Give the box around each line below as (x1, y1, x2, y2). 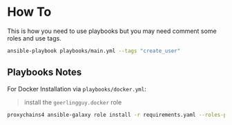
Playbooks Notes (7, 67, 82, 78)
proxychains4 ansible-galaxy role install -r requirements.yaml (7, 111, 196, 118)
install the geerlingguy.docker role (23, 98, 122, 106)
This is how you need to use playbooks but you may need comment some (7, 27, 217, 35)
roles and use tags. (7, 34, 62, 42)
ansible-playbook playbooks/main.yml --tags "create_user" (7, 47, 181, 54)
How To (7, 4, 52, 20)
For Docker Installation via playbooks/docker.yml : (7, 84, 146, 93)
